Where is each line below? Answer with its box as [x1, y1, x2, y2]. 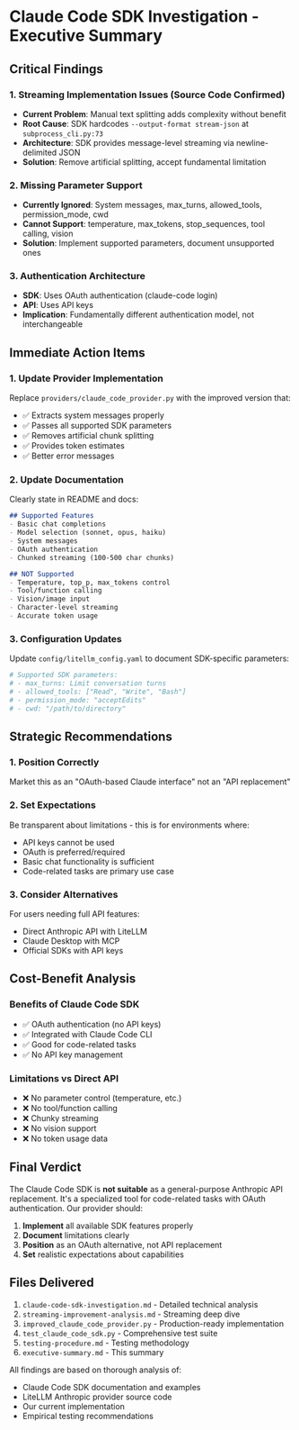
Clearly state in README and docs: [9, 493, 139, 505]
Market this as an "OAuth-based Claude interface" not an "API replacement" [9, 776, 291, 787]
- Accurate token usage [9, 611, 99, 620]
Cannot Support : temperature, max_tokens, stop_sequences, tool [22, 219, 266, 230]
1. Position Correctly [9, 756, 100, 768]
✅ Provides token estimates [22, 440, 126, 451]
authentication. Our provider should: [9, 1202, 144, 1213]
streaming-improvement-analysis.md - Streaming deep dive [22, 1308, 241, 1319]
